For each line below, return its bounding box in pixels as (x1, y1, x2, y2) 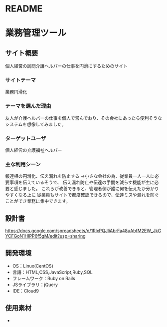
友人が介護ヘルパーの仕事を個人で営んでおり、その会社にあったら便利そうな (5, 115, 162, 121)
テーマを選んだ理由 (5, 103, 51, 110)
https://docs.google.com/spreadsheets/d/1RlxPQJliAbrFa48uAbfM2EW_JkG (5, 228, 162, 234)
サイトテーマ (5, 77, 36, 84)
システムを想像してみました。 (5, 121, 66, 127)
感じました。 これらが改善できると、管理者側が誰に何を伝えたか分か (13, 186, 155, 192)
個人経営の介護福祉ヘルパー (5, 147, 62, 153)
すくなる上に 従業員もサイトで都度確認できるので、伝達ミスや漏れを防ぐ (9, 192, 160, 198)
